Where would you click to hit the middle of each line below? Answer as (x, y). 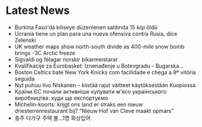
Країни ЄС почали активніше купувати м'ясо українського (90, 91)
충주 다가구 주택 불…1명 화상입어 (52, 118)
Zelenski (25, 40)
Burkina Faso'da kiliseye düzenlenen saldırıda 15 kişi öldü (86, 27)
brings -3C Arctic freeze (45, 53)
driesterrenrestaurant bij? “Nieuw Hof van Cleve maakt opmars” (94, 111)
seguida (25, 79)
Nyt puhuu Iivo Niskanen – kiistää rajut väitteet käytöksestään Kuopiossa (105, 85)
